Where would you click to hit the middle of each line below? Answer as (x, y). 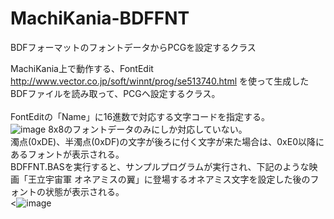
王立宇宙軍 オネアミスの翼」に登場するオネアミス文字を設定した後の (169, 179)
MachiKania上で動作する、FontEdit (82, 68)
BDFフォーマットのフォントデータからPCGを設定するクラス (133, 47)
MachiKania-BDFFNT (100, 18)
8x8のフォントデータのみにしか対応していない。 (148, 129)
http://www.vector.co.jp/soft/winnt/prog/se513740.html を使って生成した (160, 81)
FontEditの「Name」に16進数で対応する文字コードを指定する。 (140, 116)
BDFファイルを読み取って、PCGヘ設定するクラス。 (115, 93)
